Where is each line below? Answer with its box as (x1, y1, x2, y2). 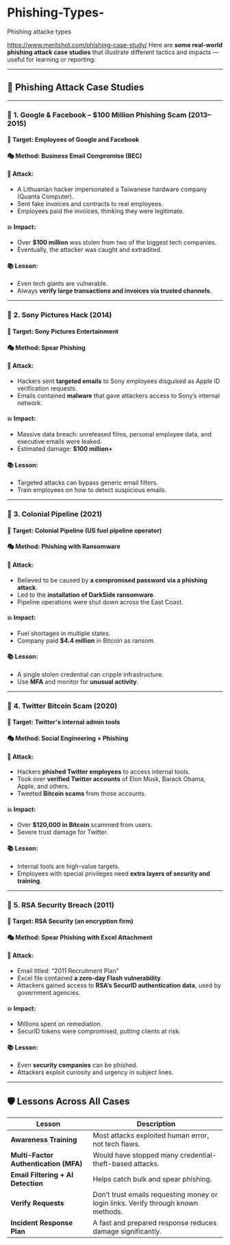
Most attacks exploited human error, (92, 1131, 209, 1140)
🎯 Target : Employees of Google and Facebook (7, 136, 140, 144)
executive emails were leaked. (16, 437, 103, 445)
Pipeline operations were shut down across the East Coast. (16, 597, 183, 606)
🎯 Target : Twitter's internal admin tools (7, 718, 120, 726)
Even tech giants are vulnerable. (16, 280, 108, 288)
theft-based (92, 1159, 132, 1169)
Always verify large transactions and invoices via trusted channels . (16, 286, 212, 295)
